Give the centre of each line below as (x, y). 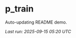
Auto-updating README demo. (36, 22)
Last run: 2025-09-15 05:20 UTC (38, 31)
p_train (19, 9)
